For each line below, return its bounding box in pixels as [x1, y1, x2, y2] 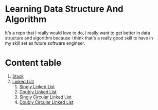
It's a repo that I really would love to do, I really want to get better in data [5, 30, 150, 36]
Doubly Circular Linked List [19, 99, 74, 105]
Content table [5, 57, 62, 69]
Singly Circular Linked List [19, 94, 72, 100]
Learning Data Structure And [5, 3, 123, 15]
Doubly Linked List [19, 89, 57, 94]
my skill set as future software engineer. [5, 40, 85, 46]
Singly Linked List [19, 84, 55, 90]
